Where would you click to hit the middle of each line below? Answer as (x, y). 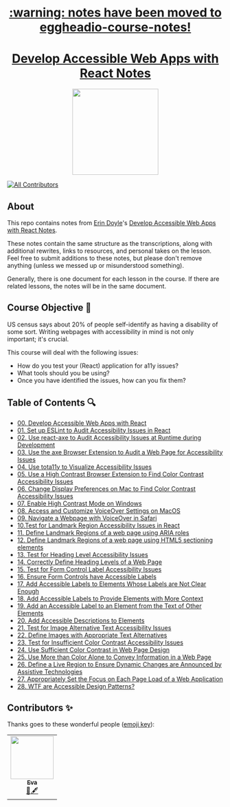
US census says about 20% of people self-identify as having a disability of (113, 324)
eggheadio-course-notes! (115, 27)
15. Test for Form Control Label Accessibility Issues (89, 569)
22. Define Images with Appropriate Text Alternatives (92, 635)
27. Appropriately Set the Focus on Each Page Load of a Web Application (120, 679)
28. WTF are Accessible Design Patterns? (76, 686)
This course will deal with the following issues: (73, 352)
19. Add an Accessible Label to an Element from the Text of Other (110, 606)
